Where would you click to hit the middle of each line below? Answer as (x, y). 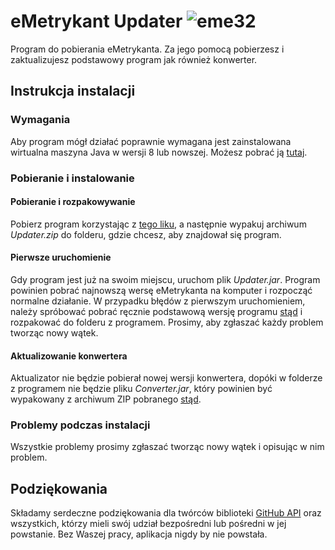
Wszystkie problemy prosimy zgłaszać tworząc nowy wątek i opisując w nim (167, 447)
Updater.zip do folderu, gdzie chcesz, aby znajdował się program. (146, 234)
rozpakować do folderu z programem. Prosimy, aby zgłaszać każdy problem (167, 322)
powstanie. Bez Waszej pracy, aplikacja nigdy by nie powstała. (139, 534)
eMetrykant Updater (96, 21)
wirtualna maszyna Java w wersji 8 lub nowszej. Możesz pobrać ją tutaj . (159, 152)
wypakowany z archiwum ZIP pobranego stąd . (106, 399)
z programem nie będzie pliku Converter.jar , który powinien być (141, 389)
